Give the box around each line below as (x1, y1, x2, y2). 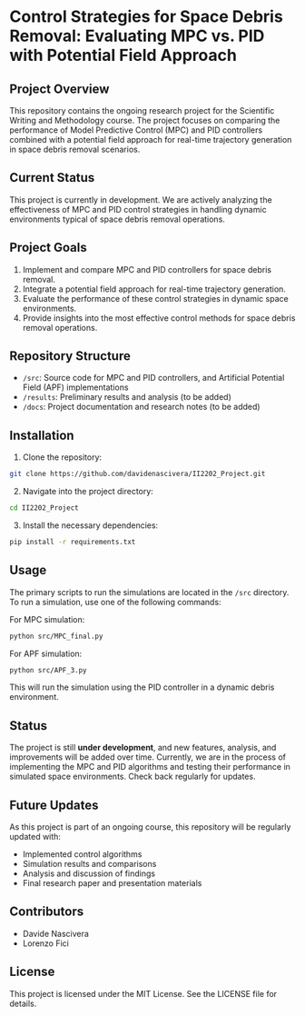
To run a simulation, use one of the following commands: (9, 596, 221, 607)
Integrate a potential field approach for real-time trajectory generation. (22, 284, 286, 294)
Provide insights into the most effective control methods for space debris (22, 312, 296, 324)
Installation (9, 427, 74, 443)
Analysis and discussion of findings (22, 868, 156, 879)
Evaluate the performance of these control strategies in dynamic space (22, 293, 289, 304)
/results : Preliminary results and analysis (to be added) (22, 392, 231, 403)
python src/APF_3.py (9, 665, 88, 674)
